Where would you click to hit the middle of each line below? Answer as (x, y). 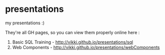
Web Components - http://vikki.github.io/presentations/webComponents (86, 47)
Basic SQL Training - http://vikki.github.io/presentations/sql (73, 42)
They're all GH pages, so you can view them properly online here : (72, 32)
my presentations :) (25, 23)
